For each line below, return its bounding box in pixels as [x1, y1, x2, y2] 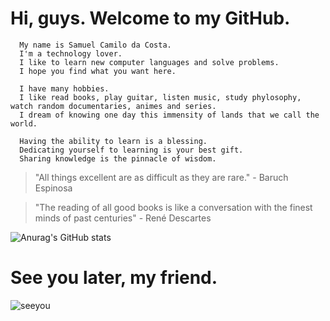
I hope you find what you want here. [19, 66, 177, 76]
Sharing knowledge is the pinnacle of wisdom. [19, 153, 217, 164]
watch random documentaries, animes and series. [10, 101, 217, 111]
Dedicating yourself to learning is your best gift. [19, 145, 244, 155]
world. [10, 118, 38, 129]
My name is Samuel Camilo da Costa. [19, 40, 172, 50]
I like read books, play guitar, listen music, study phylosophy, [19, 92, 302, 102]
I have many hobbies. [19, 83, 110, 94]
